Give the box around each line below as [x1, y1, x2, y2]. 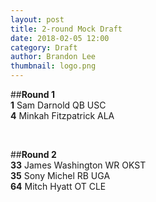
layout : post [10, 14, 65, 25]
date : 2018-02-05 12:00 [10, 33, 110, 43]
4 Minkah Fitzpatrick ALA [10, 110, 115, 121]
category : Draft [10, 42, 78, 53]
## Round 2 [10, 149, 57, 160]
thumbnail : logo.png [10, 61, 97, 71]
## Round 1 [10, 89, 55, 100]
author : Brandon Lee [10, 52, 97, 62]
